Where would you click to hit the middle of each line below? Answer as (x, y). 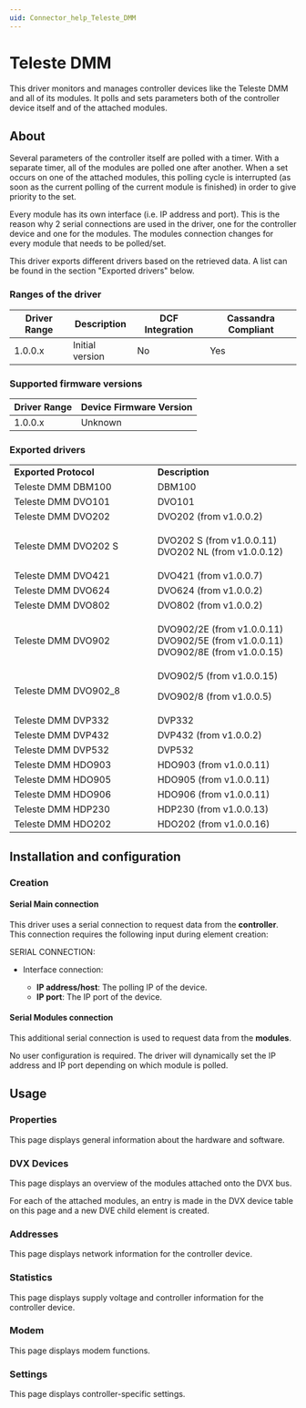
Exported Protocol (54, 472)
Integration (169, 329)
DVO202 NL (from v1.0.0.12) (221, 552)
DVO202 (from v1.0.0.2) (210, 517)
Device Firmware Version (137, 406)
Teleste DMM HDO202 (63, 824)
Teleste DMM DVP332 (61, 721)
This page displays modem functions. (80, 1351)
